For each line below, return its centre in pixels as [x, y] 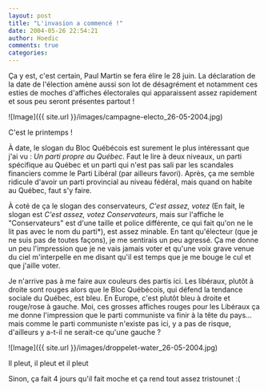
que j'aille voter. [34, 266]
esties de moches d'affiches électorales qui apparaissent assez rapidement [133, 93]
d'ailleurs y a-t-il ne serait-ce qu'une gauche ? [85, 332]
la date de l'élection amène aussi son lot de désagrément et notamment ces [133, 84]
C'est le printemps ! [41, 132]
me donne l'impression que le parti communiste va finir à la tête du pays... [130, 315]
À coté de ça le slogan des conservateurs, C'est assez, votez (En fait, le [127, 206]
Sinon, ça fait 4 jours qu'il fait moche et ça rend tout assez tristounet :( [124, 379]
